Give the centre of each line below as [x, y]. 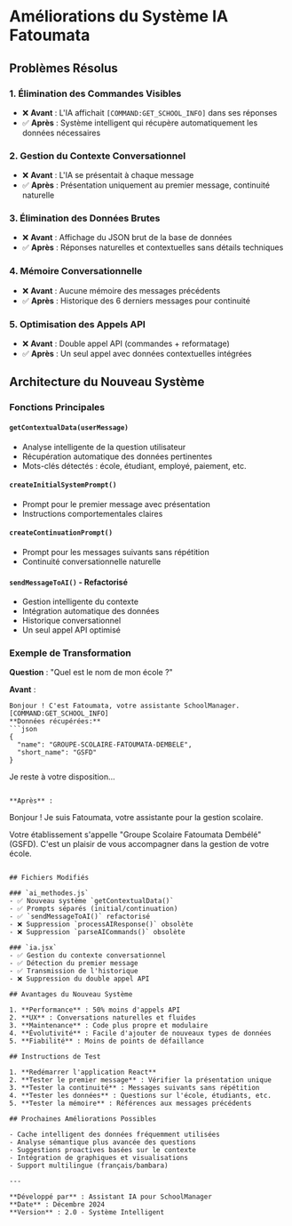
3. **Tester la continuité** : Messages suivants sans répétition [134, 1088]
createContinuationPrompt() [61, 533]
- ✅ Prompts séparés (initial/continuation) [94, 909]
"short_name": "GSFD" [57, 753]
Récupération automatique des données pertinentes [117, 456]
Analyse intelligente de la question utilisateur [104, 447]
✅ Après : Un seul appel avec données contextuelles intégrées [137, 354]
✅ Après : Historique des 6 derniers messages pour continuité [136, 301]
